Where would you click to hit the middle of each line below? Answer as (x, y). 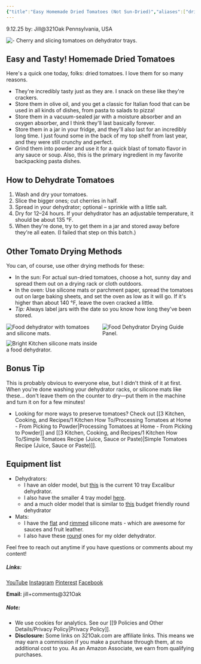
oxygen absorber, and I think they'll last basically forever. (85, 123)
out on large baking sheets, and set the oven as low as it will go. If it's (100, 296)
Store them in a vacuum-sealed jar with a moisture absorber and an (98, 117)
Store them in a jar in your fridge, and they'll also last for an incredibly (100, 130)
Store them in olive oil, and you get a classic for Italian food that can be (102, 104)
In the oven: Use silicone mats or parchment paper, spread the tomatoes (104, 290)
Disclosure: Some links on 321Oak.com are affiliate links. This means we (104, 635)
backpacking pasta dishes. (48, 161)
